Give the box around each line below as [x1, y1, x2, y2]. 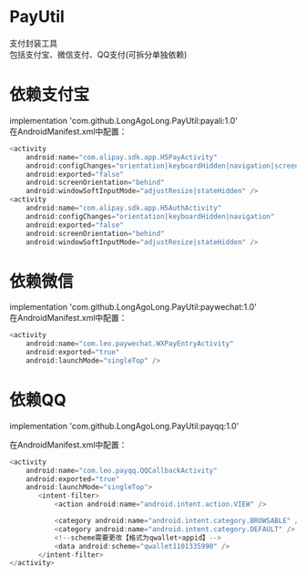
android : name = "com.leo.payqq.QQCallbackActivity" [25, 466, 219, 475]
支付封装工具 [9, 37, 57, 48]
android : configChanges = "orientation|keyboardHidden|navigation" [25, 211, 275, 221]
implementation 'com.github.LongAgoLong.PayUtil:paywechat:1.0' [9, 302, 257, 313]
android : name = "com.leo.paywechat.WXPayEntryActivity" [25, 339, 234, 348]
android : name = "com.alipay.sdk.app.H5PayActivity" [25, 152, 219, 161]
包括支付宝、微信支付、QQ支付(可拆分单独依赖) [9, 48, 188, 60]
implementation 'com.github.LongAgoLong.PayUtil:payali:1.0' [9, 115, 239, 126]
